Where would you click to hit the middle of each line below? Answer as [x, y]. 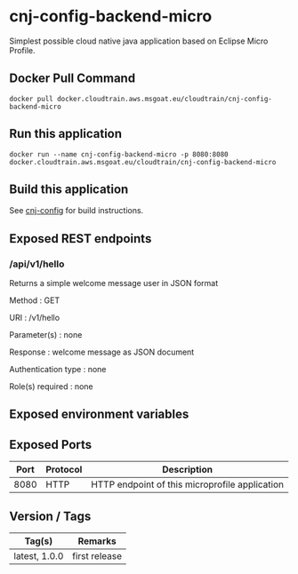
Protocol [64, 470]
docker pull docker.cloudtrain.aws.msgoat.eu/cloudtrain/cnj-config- [141, 99]
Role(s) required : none [51, 387]
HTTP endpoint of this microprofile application [187, 484]
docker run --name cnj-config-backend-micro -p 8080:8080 [119, 154]
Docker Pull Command [72, 79]
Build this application [69, 189]
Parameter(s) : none [46, 335]
